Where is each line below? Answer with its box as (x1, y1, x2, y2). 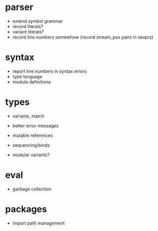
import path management (12, 220, 65, 226)
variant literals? (12, 29, 44, 35)
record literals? (12, 23, 43, 29)
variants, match (12, 113, 45, 119)
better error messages (12, 122, 59, 129)
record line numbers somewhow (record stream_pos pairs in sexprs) (12, 34, 153, 40)
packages (5, 203, 47, 214)
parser (5, 2, 33, 13)
